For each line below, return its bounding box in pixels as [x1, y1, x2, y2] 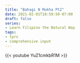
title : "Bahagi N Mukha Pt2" [5, 7, 64, 12]
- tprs [5, 35, 19, 40]
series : [5, 21, 21, 26]
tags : [5, 30, 16, 35]
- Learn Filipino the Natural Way [5, 25, 76, 30]
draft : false [5, 16, 32, 21]
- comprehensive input [5, 39, 51, 44]
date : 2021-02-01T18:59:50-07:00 [5, 12, 73, 17]
